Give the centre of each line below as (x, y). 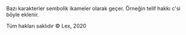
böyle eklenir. (23, 15)
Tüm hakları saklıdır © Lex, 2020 (46, 26)
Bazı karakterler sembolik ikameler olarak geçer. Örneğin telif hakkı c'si (93, 8)
